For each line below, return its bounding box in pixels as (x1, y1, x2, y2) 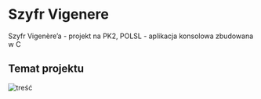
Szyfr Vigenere (8, 5, 110, 23)
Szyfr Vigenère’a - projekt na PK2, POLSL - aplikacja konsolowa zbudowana (8, 31, 254, 41)
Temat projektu (8, 62, 85, 76)
